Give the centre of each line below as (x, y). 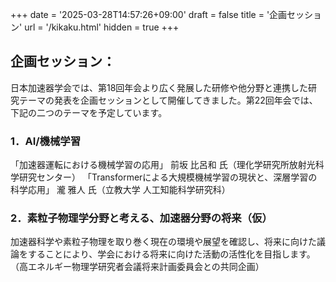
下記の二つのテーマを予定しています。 (89, 112)
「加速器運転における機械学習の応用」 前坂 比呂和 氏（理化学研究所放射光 (163, 165)
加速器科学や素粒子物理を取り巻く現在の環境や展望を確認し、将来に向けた (163, 242)
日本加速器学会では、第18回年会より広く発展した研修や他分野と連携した (159, 87)
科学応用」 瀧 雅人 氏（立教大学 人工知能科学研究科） (120, 190)
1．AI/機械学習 (46, 141)
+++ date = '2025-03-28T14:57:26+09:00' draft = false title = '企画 (149, 14)
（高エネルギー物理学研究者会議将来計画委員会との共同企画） (137, 267)
